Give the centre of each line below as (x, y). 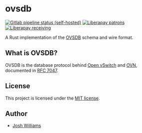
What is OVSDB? (31, 53)
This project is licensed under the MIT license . (53, 98)
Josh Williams (27, 126)
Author (16, 113)
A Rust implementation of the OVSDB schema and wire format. (69, 37)
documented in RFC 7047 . (32, 70)
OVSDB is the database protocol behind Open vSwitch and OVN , (71, 65)
